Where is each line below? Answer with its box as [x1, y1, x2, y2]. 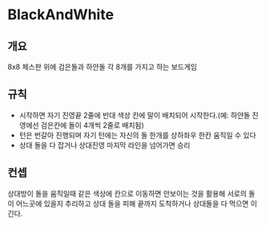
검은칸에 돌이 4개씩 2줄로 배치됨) [40, 120, 145, 129]
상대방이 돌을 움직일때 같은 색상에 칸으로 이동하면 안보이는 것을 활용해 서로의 [7, 188, 248, 198]
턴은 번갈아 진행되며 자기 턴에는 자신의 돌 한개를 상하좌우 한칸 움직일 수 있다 [18, 130, 257, 140]
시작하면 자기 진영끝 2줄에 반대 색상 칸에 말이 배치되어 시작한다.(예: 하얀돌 [18, 110, 251, 120]
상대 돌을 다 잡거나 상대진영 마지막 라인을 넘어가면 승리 [18, 140, 191, 149]
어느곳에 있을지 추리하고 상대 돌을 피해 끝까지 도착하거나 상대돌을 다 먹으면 [15, 198, 249, 208]
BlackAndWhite [7, 6, 114, 24]
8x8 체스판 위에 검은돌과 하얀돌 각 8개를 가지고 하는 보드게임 [7, 62, 198, 71]
